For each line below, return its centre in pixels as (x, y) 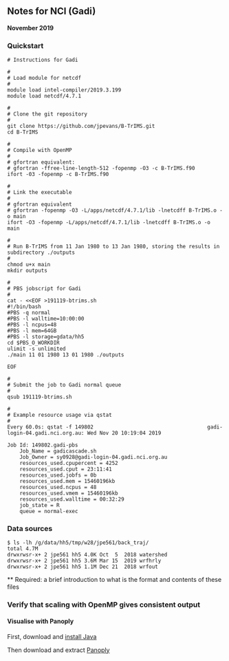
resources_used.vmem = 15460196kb (69, 494)
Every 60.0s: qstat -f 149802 (51, 427)
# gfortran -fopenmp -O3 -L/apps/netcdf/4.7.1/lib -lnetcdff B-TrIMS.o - (115, 210)
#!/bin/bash (24, 307)
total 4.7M (23, 549)
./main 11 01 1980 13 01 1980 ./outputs (66, 355)
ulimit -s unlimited (37, 349)
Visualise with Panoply (41, 621)
